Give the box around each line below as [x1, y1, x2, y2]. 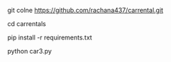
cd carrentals [7, 20, 46, 27]
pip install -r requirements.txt [7, 33, 92, 42]
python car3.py [7, 47, 52, 55]
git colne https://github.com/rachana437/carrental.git [7, 6, 164, 14]
